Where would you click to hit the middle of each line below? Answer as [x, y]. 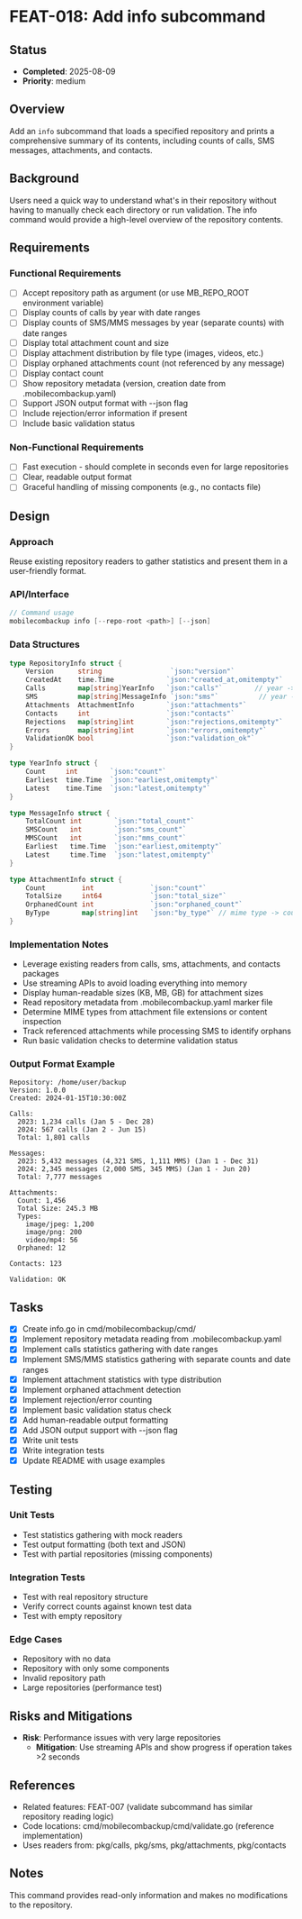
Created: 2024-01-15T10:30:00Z [68, 1098]
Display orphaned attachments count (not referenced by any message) [153, 363]
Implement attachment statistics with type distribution [122, 1379]
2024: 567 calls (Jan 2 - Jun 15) [82, 1130]
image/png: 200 [54, 1232]
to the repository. [41, 1905]
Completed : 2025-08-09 [69, 71]
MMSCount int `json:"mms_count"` [106, 838]
